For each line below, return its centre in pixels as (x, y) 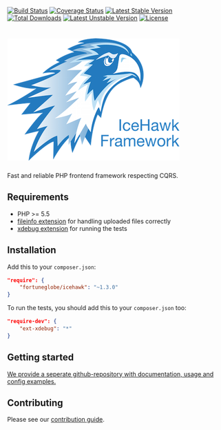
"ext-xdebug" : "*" (46, 329)
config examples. (32, 381)
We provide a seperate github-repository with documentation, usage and (110, 374)
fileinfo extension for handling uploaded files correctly (94, 221)
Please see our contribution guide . (56, 420)
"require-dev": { (32, 321)
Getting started (41, 357)
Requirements (38, 197)
